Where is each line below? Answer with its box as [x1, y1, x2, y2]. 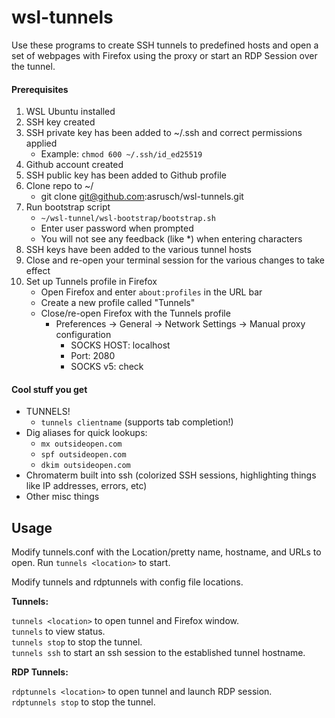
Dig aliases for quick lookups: [25, 427, 148, 439]
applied [25, 137, 58, 150]
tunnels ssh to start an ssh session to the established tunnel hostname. [11, 647, 306, 659]
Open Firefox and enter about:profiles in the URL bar [40, 286, 263, 298]
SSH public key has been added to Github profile [25, 169, 227, 181]
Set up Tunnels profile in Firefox [25, 276, 158, 288]
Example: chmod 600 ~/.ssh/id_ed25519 [40, 148, 203, 160]
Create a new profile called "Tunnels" [40, 297, 196, 309]
